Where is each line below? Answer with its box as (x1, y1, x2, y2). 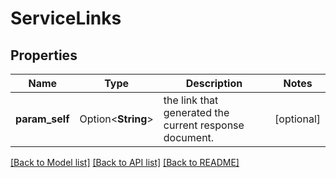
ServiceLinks (10, 7, 122, 30)
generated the (163, 106, 230, 119)
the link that (163, 93, 219, 107)
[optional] (274, 112, 321, 126)
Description (185, 77, 243, 90)
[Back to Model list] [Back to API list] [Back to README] (10, 157, 240, 168)
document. (163, 131, 215, 144)
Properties (10, 47, 78, 64)
